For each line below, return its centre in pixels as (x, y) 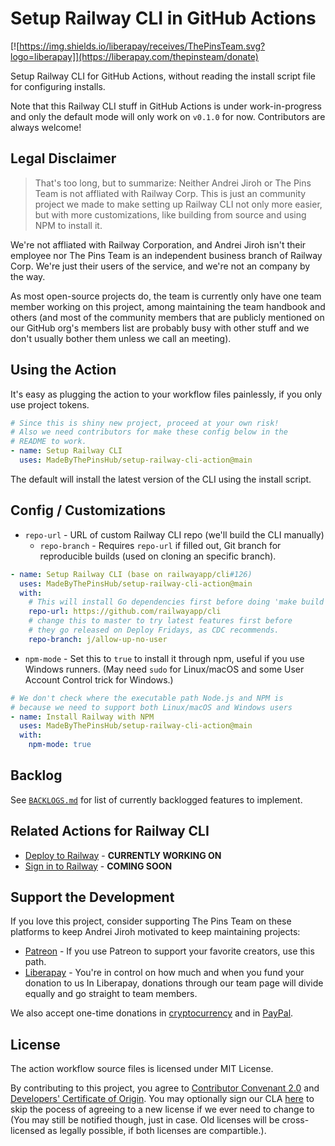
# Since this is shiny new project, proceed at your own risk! (145, 423)
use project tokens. (50, 404)
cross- (295, 1120)
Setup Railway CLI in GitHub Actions (163, 18)
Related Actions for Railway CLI (110, 831)
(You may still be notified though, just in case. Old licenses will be (145, 1120)
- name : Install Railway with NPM (82, 717)
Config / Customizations (88, 510)
